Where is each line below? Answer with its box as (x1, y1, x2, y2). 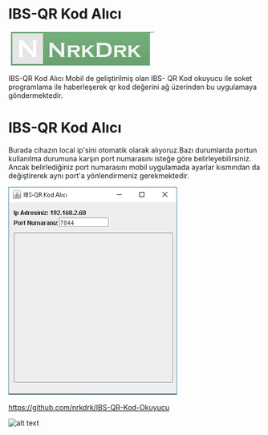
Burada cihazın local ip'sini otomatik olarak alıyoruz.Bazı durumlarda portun (8, 145, 258, 155)
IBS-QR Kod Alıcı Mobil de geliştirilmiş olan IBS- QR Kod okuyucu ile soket (8, 73, 253, 83)
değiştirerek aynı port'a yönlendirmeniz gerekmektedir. (8, 170, 190, 181)
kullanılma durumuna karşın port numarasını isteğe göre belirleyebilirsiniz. (8, 153, 252, 163)
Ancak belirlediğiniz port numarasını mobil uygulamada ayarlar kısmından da (8, 162, 261, 172)
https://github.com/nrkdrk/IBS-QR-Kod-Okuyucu (8, 402, 170, 412)
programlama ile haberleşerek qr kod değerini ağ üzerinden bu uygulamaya (8, 82, 258, 91)
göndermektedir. (8, 90, 63, 100)
